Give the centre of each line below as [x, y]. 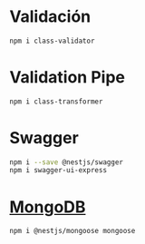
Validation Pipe [67, 77]
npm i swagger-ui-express [58, 171]
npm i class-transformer [56, 102]
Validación [50, 17]
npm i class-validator [52, 41]
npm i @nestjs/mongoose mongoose [72, 231]
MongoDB [48, 207]
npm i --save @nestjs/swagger [67, 162]
